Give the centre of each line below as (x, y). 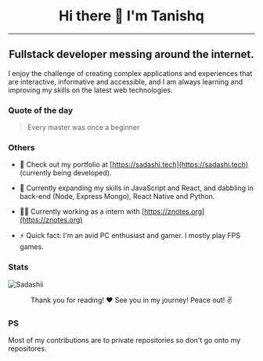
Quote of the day (41, 110)
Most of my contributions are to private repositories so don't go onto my (124, 340)
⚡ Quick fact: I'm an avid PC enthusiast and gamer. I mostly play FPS (130, 236)
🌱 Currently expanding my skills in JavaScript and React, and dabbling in (137, 188)
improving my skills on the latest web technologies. (90, 90)
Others (22, 147)
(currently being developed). (65, 173)
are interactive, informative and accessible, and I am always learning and (126, 81)
